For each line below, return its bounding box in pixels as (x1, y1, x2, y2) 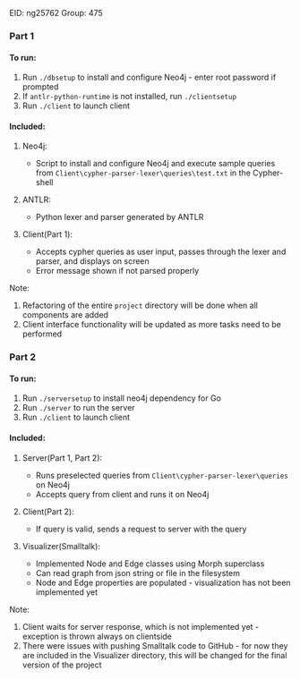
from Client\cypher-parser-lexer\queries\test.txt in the (35, 167, 251, 178)
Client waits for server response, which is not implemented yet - (21, 621, 260, 632)
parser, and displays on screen (35, 256, 150, 267)
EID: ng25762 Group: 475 (9, 8, 103, 18)
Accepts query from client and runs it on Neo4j (35, 488, 210, 499)
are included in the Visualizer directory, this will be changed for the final (21, 649, 287, 660)
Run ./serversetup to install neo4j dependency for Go (21, 393, 222, 403)
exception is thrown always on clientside (21, 631, 173, 641)
